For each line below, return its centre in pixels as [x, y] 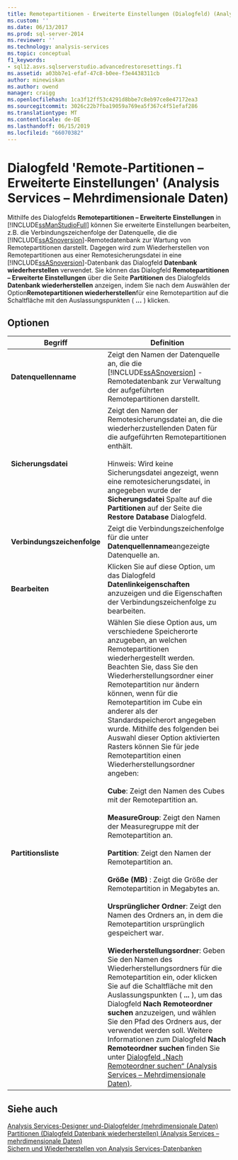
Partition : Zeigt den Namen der [159, 854]
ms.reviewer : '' [31, 40]
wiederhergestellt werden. [151, 658]
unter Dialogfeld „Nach [145, 1057]
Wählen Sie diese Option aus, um [162, 623]
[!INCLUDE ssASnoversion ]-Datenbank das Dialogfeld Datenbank [102, 263]
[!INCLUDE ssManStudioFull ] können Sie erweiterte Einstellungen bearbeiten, [119, 225]
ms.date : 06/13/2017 [38, 27]
